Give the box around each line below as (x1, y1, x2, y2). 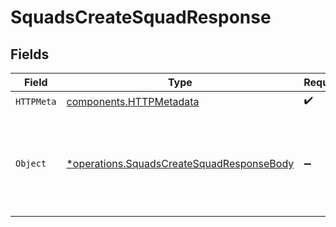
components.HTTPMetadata (66, 94, 200, 108)
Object (15, 158, 47, 169)
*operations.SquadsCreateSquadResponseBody (66, 157, 295, 170)
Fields (10, 46, 50, 63)
